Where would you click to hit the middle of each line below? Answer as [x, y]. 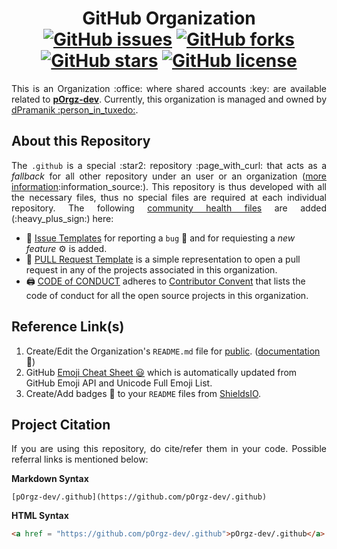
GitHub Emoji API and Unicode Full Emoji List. [119, 383]
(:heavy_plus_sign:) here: [62, 218]
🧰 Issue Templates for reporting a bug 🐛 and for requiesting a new [160, 238]
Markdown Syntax [50, 479]
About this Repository [81, 141]
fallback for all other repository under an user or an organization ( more [169, 176]
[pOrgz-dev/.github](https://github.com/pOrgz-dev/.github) [139, 497]
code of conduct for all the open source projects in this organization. [167, 295]
